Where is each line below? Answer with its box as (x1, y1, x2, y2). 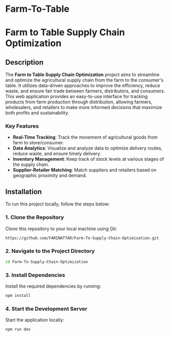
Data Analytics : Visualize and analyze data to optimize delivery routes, (12, 145, 163, 152)
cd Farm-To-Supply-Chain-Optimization (5, 259, 88, 265)
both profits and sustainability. (5, 110, 69, 116)
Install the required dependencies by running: (5, 283, 101, 289)
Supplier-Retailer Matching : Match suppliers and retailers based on (12, 167, 157, 173)
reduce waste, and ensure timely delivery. (12, 151, 101, 157)
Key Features (5, 123, 39, 130)
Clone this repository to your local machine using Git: (5, 226, 117, 232)
